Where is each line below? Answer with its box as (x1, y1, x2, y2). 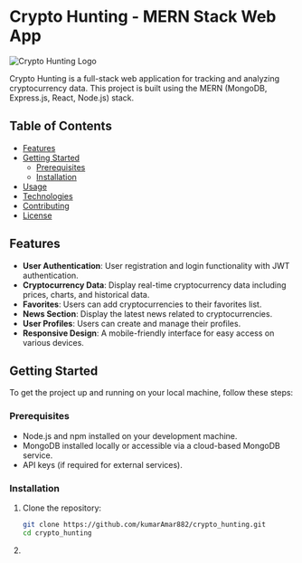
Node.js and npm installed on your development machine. (22, 430, 238, 441)
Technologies (22, 190, 74, 201)
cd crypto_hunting (22, 528, 92, 538)
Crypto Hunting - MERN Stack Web (9, 6, 277, 27)
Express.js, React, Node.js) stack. (9, 92, 135, 103)
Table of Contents (9, 119, 113, 134)
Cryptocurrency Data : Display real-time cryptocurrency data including (22, 279, 287, 291)
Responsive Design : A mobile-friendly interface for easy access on (22, 328, 275, 339)
